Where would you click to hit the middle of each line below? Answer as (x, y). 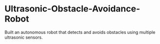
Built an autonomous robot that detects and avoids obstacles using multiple (80, 32)
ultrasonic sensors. (24, 37)
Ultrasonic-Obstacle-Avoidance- (72, 9)
